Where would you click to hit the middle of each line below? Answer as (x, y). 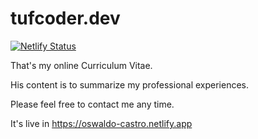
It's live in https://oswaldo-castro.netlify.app (101, 123)
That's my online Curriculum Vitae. (81, 65)
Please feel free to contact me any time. (92, 104)
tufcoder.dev (65, 18)
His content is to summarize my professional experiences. (130, 84)
